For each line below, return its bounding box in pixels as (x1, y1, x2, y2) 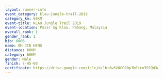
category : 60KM (5, 52, 36, 57)
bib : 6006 (5, 39, 25, 44)
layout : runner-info (5, 7, 47, 12)
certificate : (5, 66, 32, 71)
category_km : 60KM (5, 16, 42, 21)
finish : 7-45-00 (5, 61, 38, 66)
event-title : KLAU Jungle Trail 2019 (5, 20, 81, 26)
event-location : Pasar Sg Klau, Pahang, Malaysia (5, 25, 108, 30)
